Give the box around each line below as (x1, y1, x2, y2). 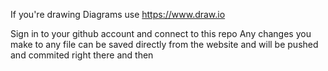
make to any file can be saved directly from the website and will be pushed (10, 39, 319, 50)
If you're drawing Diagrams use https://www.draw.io (10, 9, 226, 20)
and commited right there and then (10, 49, 154, 61)
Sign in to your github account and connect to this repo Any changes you (10, 28, 312, 39)
